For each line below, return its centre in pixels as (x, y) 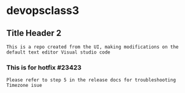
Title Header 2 (34, 33)
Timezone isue (24, 86)
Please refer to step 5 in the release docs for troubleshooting (91, 80)
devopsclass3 (43, 11)
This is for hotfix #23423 (44, 67)
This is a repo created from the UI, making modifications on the (92, 47)
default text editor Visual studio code (59, 52)
